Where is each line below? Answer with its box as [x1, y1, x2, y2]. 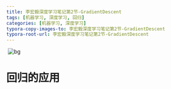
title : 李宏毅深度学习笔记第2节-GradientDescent [6, 8, 122, 15]
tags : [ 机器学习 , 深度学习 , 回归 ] [6, 15, 85, 21]
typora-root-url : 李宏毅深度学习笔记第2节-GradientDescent [6, 31, 149, 38]
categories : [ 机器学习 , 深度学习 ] [6, 20, 86, 26]
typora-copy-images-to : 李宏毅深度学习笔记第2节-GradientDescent [6, 25, 166, 32]
